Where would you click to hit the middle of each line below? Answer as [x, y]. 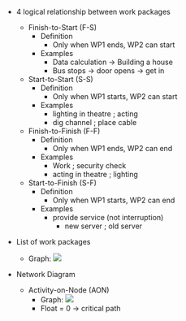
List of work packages [53, 242]
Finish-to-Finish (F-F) [64, 131]
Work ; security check [89, 165]
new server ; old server [104, 226]
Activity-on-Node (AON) [69, 290]
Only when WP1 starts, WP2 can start [115, 96]
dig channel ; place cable [95, 122]
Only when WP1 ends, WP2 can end [112, 148]
